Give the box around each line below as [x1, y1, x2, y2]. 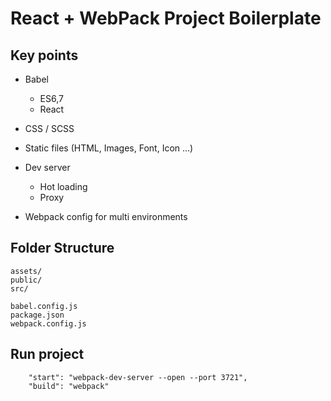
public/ [10, 275, 43, 285]
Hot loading [39, 181, 88, 192]
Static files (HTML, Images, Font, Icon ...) [24, 142, 194, 154]
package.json [10, 310, 65, 320]
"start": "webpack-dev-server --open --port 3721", [28, 372, 248, 382]
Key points [10, 47, 79, 64]
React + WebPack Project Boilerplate [10, 7, 322, 30]
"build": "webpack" [28, 381, 110, 391]
